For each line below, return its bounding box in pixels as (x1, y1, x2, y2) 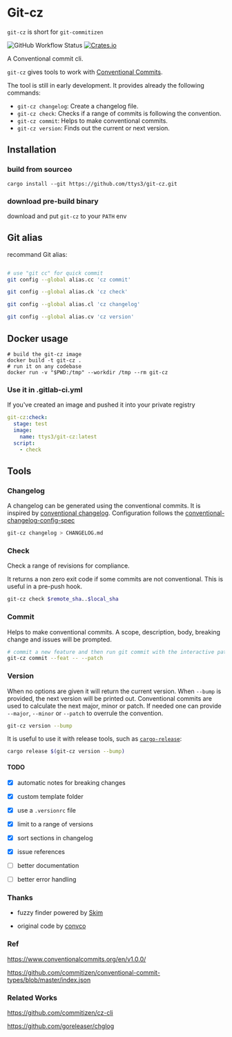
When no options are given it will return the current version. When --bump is (7, 687, 222, 695)
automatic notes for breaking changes (17, 778, 126, 786)
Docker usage (7, 333, 68, 345)
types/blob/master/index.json (7, 976, 91, 984)
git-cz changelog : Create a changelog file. (17, 101, 139, 110)
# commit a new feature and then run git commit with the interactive (7, 648, 215, 655)
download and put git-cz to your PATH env (7, 212, 127, 220)
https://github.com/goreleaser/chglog (7, 1022, 115, 1030)
